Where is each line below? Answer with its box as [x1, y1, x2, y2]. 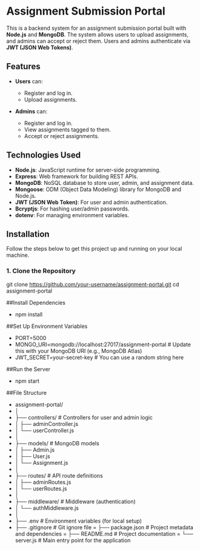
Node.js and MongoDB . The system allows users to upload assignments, [6, 30, 189, 38]
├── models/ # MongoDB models [15, 439, 100, 447]
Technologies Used [6, 150, 81, 161]
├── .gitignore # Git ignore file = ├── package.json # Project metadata [15, 523, 194, 531]
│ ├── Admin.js [15, 446, 55, 453]
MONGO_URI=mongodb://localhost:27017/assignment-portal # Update [15, 341, 191, 348]
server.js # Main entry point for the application [15, 537, 131, 544]
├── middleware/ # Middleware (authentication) [15, 498, 136, 505]
